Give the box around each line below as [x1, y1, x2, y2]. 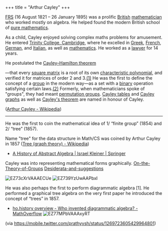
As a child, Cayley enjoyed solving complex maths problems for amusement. [5, 35, 162, 40]
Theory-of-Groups [5, 165, 43, 171]
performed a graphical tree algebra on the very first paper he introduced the [5, 190, 162, 196]
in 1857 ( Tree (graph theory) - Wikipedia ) [5, 141, 89, 147]
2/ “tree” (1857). [5, 126, 38, 132]
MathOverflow [12, 210, 42, 216]
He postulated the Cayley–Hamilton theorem [5, 60, 96, 66]
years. [5, 50, 18, 56]
